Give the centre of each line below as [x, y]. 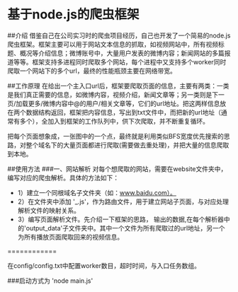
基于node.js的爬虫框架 [73, 14]
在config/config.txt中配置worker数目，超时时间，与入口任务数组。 [104, 265]
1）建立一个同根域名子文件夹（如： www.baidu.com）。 [97, 192]
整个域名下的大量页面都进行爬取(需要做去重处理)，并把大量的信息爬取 [127, 145]
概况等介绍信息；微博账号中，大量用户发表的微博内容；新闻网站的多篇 [122, 53]
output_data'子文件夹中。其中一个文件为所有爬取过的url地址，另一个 [125, 228]
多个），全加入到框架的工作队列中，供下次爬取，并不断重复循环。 [114, 121]
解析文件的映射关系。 [49, 210]
